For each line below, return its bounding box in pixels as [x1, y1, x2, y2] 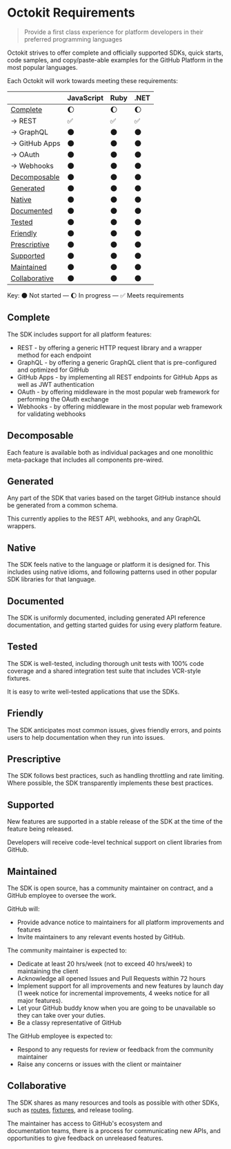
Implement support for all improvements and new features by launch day [17, 981, 224, 990]
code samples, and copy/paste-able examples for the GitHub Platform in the [7, 55, 223, 64]
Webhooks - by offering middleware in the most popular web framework [17, 402, 223, 410]
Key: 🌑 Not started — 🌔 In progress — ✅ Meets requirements [7, 291, 184, 299]
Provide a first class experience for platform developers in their [23, 28, 203, 36]
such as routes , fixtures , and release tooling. [7, 1105, 134, 1114]
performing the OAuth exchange [17, 395, 109, 403]
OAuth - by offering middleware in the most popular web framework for [17, 388, 220, 396]
